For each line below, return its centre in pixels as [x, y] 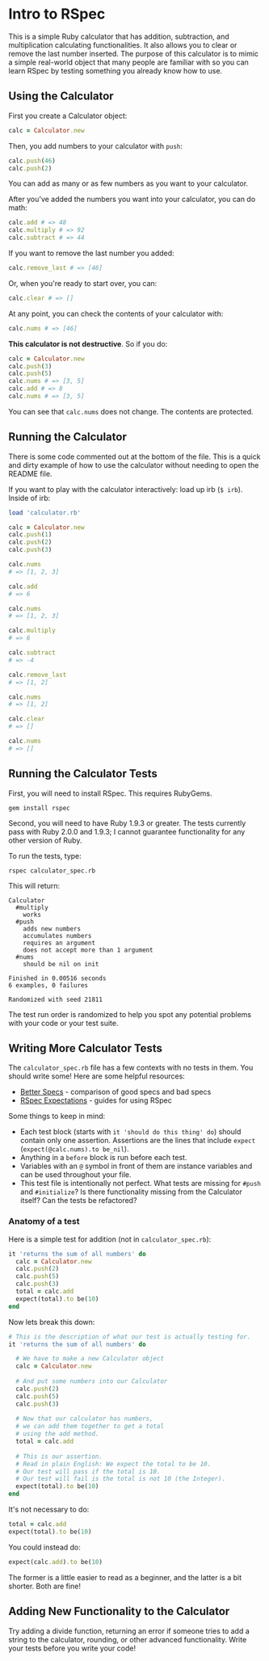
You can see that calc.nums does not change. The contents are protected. [131, 411]
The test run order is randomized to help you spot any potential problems [130, 1014]
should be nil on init [61, 964]
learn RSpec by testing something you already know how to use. [116, 70]
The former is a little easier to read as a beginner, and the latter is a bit [125, 1577]
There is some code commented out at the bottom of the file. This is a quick [134, 456]
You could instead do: [44, 1547]
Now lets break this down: [52, 1322]
